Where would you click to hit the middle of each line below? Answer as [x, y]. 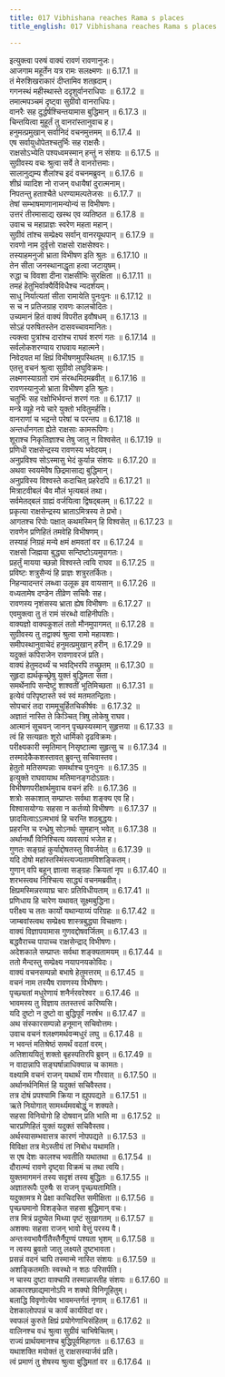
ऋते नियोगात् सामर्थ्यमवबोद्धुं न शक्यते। [64, 1105]
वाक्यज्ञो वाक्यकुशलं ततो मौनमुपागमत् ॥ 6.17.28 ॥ [82, 624]
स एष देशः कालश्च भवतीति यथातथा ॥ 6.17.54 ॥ [80, 1157]
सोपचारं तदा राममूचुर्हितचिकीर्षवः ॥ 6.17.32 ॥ [75, 706]
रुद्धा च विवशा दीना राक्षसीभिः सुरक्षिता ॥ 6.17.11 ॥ [80, 275]
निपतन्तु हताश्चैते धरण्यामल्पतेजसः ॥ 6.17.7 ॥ [75, 193]
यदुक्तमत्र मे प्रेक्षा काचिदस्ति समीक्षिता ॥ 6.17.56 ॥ [82, 1198]
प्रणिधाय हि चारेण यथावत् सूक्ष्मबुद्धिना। [63, 900]
